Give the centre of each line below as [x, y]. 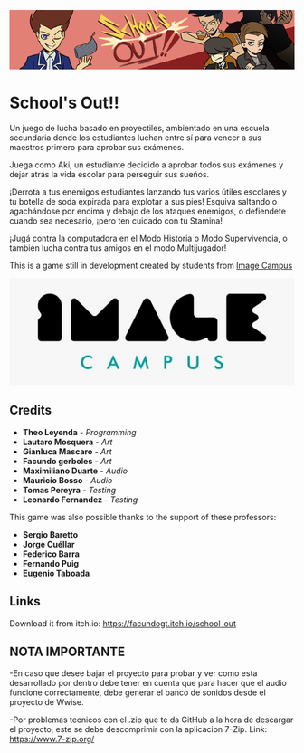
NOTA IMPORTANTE [67, 651]
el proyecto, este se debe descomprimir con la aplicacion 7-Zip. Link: [138, 729]
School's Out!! [64, 103]
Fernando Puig [51, 563]
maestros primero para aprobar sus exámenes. [97, 147]
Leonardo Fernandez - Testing [80, 500]
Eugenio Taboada [56, 573]
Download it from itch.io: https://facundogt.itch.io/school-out [123, 623]
